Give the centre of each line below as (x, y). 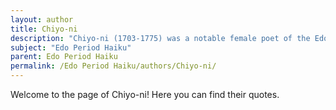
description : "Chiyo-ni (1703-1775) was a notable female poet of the (160, 38)
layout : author (42, 19)
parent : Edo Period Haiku (64, 57)
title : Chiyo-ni (44, 29)
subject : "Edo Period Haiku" (71, 47)
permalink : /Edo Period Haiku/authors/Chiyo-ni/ (113, 66)
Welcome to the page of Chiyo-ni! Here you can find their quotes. (145, 94)
